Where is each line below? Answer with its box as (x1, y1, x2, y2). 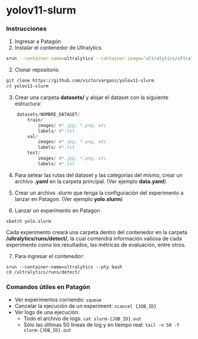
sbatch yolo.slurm (6, 218, 51, 224)
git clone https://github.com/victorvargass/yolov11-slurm (6, 78, 154, 84)
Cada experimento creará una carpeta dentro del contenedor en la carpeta (6, 228, 187, 236)
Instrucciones (6, 25, 47, 33)
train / (27, 117, 44, 123)
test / (27, 150, 41, 156)
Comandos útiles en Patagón (6, 282, 90, 291)
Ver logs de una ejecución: (14, 309, 80, 316)
